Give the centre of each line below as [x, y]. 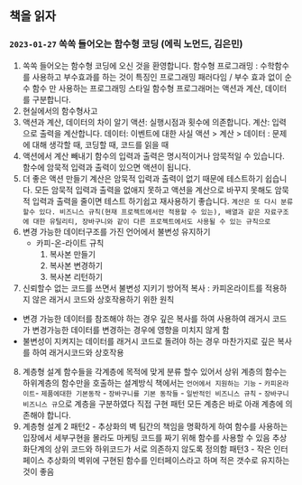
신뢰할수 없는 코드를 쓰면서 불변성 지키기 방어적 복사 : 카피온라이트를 [142, 288]
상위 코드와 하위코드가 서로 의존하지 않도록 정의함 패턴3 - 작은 [163, 449]
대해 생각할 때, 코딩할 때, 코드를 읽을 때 [101, 145]
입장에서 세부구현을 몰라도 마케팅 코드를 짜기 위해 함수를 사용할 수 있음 [146, 437]
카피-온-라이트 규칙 [70, 243]
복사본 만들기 [73, 254]
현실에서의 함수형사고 [60, 110]
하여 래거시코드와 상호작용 [78, 352]
